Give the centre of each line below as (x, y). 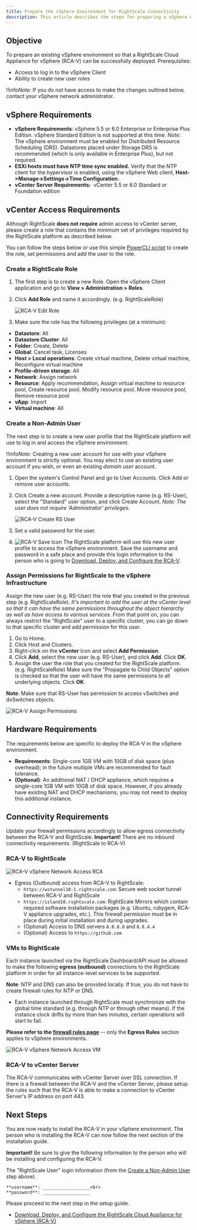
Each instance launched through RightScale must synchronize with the (100, 1002)
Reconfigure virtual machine (49, 365)
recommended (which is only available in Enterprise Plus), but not (94, 154)
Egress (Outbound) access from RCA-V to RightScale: (79, 883)
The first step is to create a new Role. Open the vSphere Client (90, 282)
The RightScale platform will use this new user (119, 542)
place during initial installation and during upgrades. (86, 920)
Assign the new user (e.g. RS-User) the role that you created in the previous (98, 595)
